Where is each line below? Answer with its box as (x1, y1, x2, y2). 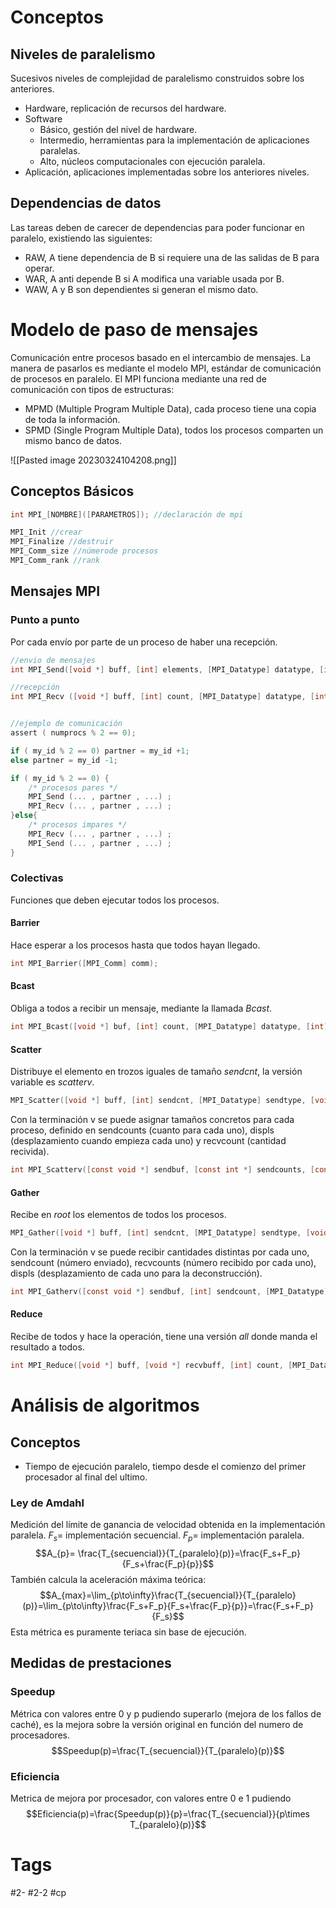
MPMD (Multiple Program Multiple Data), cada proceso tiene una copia (24, 402, 317, 415)
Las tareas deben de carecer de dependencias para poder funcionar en (10, 221, 305, 233)
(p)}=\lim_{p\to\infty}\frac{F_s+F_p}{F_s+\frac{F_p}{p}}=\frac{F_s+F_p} (22, 1600, 314, 1612)
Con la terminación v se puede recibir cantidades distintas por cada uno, (10, 1246, 310, 1258)
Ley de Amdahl (10, 1496, 85, 1510)
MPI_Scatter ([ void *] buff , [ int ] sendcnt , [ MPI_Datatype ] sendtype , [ (10, 1096, 316, 1106)
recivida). (10, 1146, 50, 1158)
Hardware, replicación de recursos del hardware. (24, 102, 227, 114)
